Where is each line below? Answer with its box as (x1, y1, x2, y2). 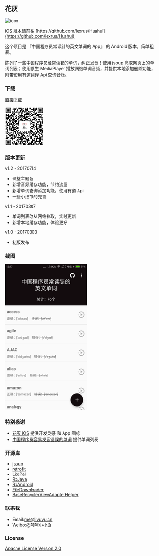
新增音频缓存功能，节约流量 (12, 181, 68, 188)
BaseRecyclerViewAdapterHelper (12, 492, 79, 498)
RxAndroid (12, 482, 33, 488)
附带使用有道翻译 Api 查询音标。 (5, 72, 69, 78)
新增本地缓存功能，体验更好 (12, 220, 68, 226)
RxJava (12, 476, 27, 482)
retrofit (12, 466, 26, 472)
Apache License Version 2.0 (5, 545, 62, 551)
